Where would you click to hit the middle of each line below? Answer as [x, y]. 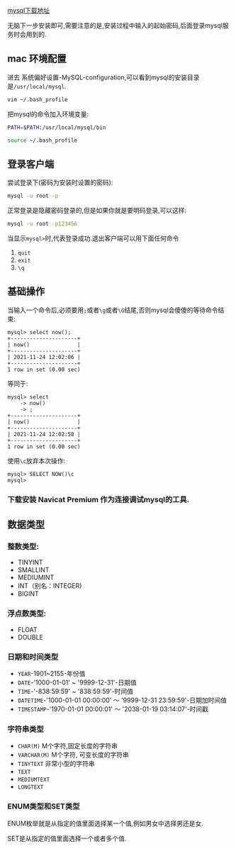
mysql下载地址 [29, 10]
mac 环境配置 [37, 59]
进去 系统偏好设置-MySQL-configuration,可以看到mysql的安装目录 [103, 77]
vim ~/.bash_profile [38, 99]
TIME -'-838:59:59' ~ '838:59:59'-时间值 [75, 692]
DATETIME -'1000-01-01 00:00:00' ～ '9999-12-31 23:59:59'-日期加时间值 [122, 700]
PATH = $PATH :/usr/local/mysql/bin [57, 127]
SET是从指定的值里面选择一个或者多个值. [67, 838]
